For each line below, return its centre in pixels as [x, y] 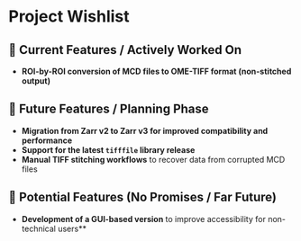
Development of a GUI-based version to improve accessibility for [144, 219]
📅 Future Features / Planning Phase [109, 109]
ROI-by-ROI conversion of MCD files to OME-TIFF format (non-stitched [156, 71]
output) [36, 81]
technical [38, 228]
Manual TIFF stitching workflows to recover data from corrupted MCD [153, 159]
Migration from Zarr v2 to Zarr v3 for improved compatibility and [145, 130]
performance [47, 140]
